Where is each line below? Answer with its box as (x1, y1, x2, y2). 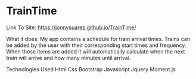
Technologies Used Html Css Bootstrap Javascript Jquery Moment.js (6, 65, 176, 72)
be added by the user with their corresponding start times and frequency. (6, 42, 186, 49)
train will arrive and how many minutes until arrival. (6, 54, 131, 61)
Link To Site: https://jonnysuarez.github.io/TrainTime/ (6, 24, 136, 31)
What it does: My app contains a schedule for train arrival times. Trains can (6, 35, 191, 42)
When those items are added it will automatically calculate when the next (6, 48, 185, 55)
